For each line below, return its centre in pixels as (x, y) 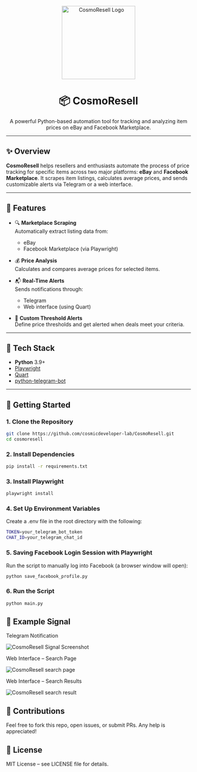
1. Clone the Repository (40, 421)
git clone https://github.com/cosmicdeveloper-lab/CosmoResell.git (90, 434)
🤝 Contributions (35, 711)
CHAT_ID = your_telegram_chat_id (44, 538)
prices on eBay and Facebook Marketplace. (98, 127)
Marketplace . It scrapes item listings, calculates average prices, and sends (97, 178)
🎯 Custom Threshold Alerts (48, 318)
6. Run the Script (30, 591)
